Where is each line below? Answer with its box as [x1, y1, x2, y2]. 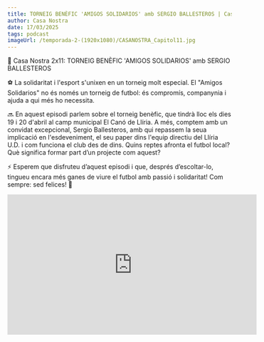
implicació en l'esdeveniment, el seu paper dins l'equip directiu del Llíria [7, 133, 218, 142]
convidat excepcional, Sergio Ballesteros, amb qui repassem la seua [7, 125, 207, 134]
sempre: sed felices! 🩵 [7, 180, 73, 189]
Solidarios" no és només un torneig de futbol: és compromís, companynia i [7, 88, 226, 97]
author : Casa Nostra [7, 17, 69, 24]
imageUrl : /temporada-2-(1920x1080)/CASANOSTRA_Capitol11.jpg [7, 37, 196, 44]
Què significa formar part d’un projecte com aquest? [7, 148, 162, 157]
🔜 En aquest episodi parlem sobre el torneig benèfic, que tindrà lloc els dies [7, 110, 231, 118]
